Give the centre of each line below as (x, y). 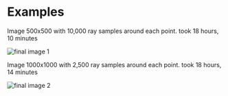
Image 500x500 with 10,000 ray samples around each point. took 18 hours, (113, 31)
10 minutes (22, 38)
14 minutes (22, 72)
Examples (36, 12)
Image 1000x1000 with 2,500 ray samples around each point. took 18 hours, (114, 64)
